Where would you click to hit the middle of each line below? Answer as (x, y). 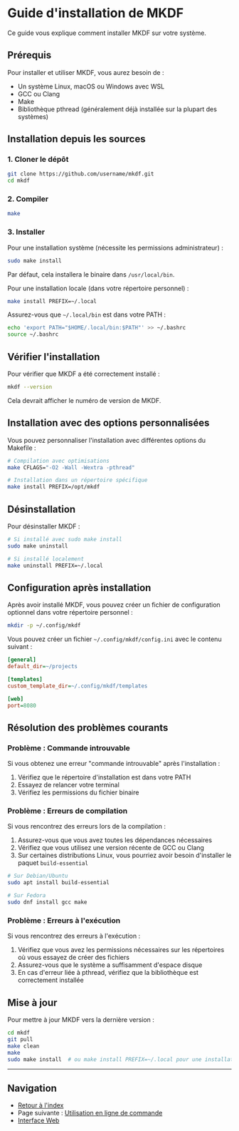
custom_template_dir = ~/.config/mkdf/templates (78, 686)
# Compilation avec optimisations (59, 461)
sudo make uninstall (38, 546)
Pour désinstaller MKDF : (44, 526)
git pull (20, 1039)
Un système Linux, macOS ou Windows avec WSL (91, 86)
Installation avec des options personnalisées (108, 423)
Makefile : (22, 448)
